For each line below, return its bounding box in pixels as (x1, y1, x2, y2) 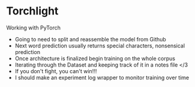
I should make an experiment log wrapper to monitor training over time (14, 74, 190, 81)
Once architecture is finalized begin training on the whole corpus (14, 55, 176, 62)
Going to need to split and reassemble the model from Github (14, 35, 166, 43)
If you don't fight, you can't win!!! (14, 67, 97, 74)
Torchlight (6, 4, 59, 18)
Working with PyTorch (6, 24, 61, 31)
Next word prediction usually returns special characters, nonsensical (14, 42, 185, 49)
